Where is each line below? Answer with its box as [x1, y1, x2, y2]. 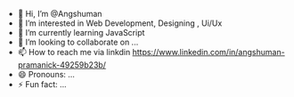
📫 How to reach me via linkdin [17, 47, 131, 57]
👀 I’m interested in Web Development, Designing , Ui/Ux [17, 18, 223, 28]
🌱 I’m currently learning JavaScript [17, 28, 145, 37]
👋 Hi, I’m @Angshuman [17, 9, 102, 19]
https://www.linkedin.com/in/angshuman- [132, 47, 285, 57]
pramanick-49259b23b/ [17, 60, 107, 70]
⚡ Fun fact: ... [17, 79, 67, 89]
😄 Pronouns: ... [17, 69, 76, 79]
